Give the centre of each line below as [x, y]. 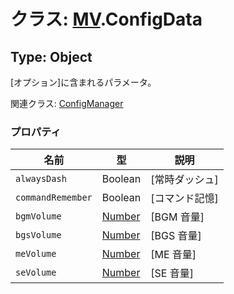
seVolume [36, 273]
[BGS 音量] [176, 236]
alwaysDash [41, 179]
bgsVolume [38, 235]
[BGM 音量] [177, 217]
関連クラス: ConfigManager [67, 103]
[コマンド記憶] [184, 198]
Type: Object [51, 56]
